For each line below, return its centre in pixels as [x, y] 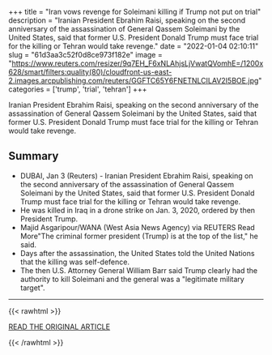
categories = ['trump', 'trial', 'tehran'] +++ [78, 89]
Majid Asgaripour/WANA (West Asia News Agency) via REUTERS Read [137, 227]
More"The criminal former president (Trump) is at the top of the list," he [139, 236]
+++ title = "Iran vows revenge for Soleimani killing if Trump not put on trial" [135, 12]
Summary [34, 156]
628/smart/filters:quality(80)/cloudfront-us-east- [90, 72]
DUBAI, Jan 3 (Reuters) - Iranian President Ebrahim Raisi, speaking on [136, 175]
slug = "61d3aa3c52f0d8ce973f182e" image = [86, 55]
